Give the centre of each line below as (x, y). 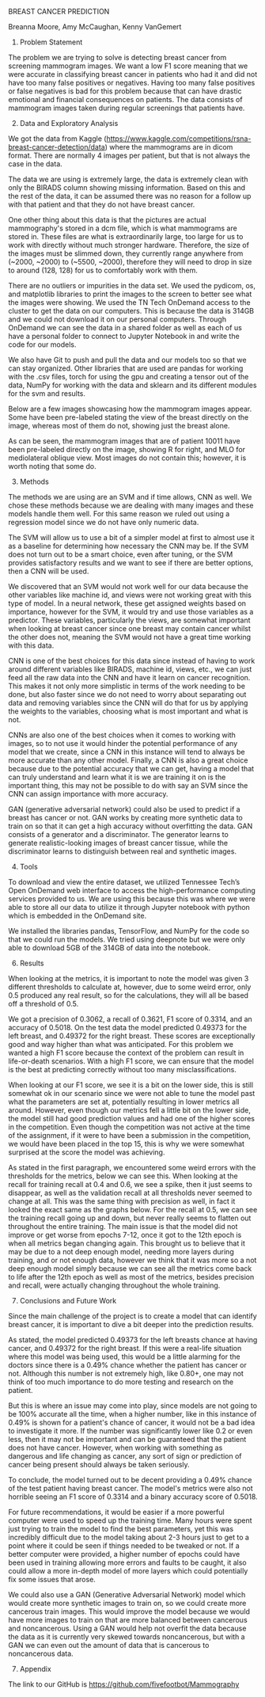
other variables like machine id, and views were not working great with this (130, 595)
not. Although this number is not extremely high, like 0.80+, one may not (126, 1374)
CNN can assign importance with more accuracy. (88, 794)
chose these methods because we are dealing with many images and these (131, 505)
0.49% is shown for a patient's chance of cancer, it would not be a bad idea (132, 1422)
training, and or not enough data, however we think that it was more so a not (132, 1260)
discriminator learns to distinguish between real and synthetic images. (123, 851)
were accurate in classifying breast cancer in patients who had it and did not (133, 74)
